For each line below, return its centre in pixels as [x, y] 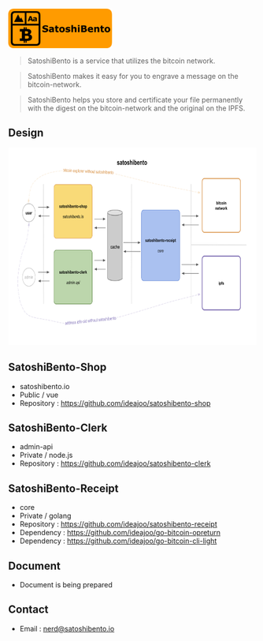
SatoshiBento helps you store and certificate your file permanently [135, 100]
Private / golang [45, 516]
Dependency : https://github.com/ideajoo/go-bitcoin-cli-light [118, 541]
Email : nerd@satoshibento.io [67, 628]
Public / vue [39, 395]
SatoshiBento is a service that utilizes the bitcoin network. [121, 61]
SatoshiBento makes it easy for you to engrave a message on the [133, 76]
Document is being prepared [66, 585]
